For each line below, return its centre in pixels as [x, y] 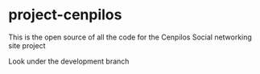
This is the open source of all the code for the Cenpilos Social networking [130, 37]
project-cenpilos [65, 15]
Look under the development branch [69, 61]
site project [27, 45]
